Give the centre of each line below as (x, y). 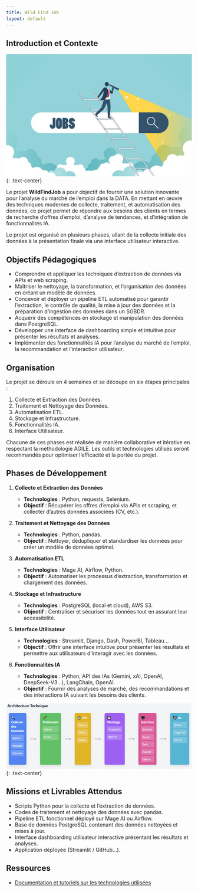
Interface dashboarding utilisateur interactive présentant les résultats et (101, 837)
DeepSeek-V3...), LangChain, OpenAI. (69, 682)
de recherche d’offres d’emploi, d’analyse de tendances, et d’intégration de (97, 217)
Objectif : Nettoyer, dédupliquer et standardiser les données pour (103, 540)
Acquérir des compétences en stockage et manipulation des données (99, 318)
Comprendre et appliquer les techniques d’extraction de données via (98, 274)
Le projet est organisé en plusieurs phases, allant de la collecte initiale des (96, 235)
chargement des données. (55, 582)
